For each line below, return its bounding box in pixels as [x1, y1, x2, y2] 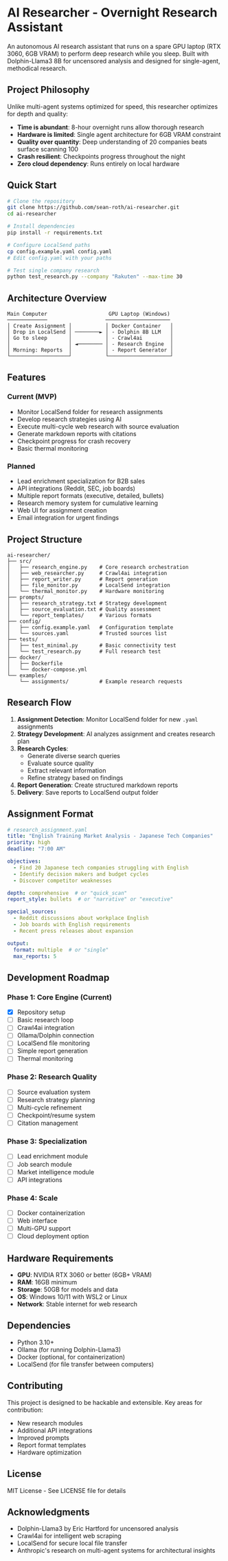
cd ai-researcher [7, 211, 57, 217]
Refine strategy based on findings [27, 773, 124, 782]
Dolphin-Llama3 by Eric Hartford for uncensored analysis [16, 1525, 179, 1533]
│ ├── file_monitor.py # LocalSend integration [7, 581, 170, 589]
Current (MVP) [7, 392, 57, 402]
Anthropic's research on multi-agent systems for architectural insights [16, 1547, 216, 1555]
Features [7, 372, 46, 383]
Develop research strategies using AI [16, 415, 122, 423]
